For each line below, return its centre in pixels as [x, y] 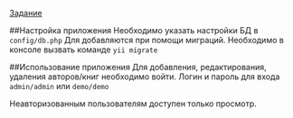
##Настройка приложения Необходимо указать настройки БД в [134, 30]
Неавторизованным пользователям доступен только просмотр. [133, 104]
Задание [26, 13]
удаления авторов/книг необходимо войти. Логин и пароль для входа [145, 77]
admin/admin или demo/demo [59, 86]
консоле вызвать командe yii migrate [84, 50]
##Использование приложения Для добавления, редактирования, [138, 67]
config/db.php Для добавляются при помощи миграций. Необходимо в [147, 40]
